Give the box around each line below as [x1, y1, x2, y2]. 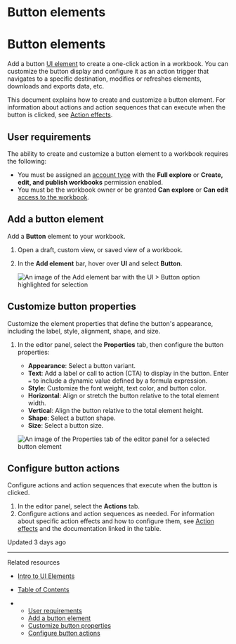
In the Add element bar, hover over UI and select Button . [17, 259, 183, 268]
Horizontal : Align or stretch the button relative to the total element [27, 391, 219, 400]
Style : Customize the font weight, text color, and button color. [27, 383, 206, 392]
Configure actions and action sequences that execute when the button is [7, 481, 218, 489]
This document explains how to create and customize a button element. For [7, 96, 226, 104]
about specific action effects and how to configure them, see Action [17, 517, 215, 525]
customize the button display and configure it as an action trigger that [7, 67, 209, 76]
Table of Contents [17, 586, 70, 594]
